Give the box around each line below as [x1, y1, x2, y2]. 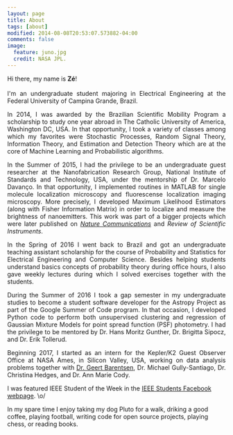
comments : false [7, 36, 54, 43]
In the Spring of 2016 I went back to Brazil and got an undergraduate [7, 240, 226, 249]
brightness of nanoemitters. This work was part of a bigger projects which [7, 212, 226, 220]
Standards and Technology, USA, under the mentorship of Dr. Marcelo [7, 175, 226, 183]
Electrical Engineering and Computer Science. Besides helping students [7, 255, 226, 263]
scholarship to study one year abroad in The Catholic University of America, [7, 117, 226, 126]
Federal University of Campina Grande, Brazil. [7, 97, 138, 105]
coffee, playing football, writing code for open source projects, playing [7, 412, 209, 420]
